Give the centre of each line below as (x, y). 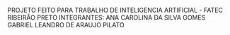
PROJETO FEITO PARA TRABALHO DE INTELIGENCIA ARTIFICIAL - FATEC (115, 10)
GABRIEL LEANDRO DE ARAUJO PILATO (66, 25)
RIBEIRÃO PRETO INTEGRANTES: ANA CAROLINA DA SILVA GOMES (107, 17)
